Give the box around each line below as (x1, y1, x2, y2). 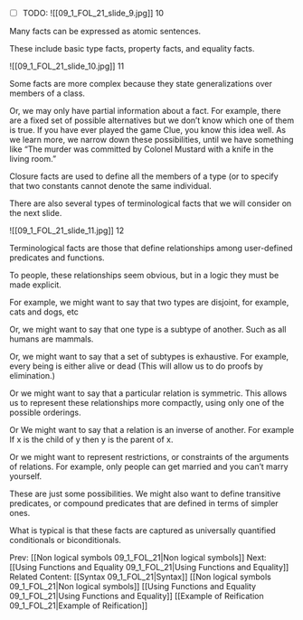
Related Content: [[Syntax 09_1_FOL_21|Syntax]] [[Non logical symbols (9, 571, 271, 582)
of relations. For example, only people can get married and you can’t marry (9, 461, 289, 473)
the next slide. (9, 208, 62, 219)
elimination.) (9, 371, 56, 381)
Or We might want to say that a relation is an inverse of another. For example (9, 425, 295, 436)
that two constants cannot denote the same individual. (9, 181, 213, 192)
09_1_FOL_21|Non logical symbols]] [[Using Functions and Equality (9, 581, 256, 592)
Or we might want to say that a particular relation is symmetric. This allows (9, 388, 288, 399)
